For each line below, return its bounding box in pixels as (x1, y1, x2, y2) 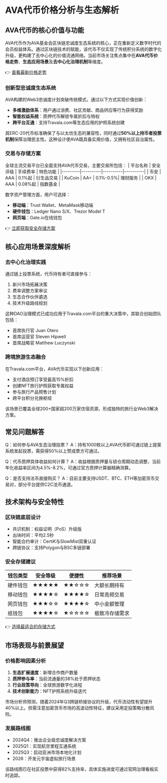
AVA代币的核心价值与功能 (5, 26, 84, 34)
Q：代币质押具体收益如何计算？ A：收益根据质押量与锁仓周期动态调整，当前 (5, 458, 161, 465)
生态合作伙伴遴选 (12, 294, 48, 300)
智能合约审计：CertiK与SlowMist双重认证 (12, 538, 97, 544)
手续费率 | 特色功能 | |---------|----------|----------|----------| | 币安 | (17, 169, 162, 174)
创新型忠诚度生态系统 (5, 84, 56, 91)
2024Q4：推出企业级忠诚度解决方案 (12, 737, 86, 743)
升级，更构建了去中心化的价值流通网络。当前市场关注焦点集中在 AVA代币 (5, 53, 154, 58)
